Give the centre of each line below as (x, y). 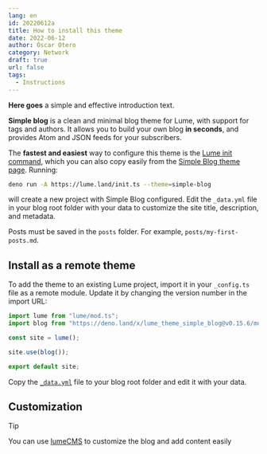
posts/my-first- (212, 233)
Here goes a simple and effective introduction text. (91, 105)
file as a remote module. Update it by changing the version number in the (128, 293)
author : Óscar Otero (43, 45)
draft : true (28, 61)
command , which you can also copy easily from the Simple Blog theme (124, 161)
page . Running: (33, 170)
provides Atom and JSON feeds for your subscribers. (95, 137)
